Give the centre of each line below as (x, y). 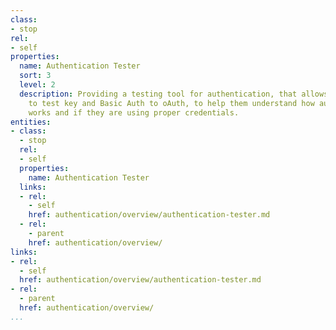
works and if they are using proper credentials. (134, 112)
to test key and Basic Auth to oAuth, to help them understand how (171, 103)
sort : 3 (35, 76)
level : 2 (37, 85)
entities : (31, 122)
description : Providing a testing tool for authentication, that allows (174, 94)
